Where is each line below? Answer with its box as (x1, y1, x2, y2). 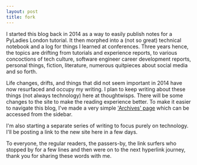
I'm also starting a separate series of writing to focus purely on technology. (6, 122, 189, 129)
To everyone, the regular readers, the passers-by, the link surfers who (6, 140, 177, 147)
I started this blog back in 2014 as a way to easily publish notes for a (6, 30, 173, 37)
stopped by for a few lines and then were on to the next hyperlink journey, (6, 146, 186, 153)
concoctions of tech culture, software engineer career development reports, (6, 55, 192, 62)
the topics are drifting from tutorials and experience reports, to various (6, 49, 178, 56)
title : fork (6, 14, 35, 20)
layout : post (6, 8, 38, 15)
